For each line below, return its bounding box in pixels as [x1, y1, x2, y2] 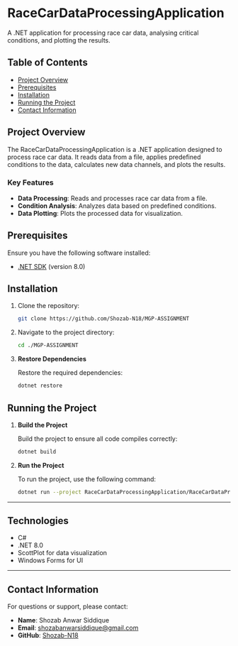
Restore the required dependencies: [17, 368, 123, 377]
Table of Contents [7, 57, 89, 69]
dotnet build [17, 448, 57, 455]
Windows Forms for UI [17, 556, 84, 565]
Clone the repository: [17, 302, 80, 310]
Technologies [7, 515, 69, 527]
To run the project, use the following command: [17, 474, 157, 483]
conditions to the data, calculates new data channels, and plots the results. [7, 160, 226, 168]
